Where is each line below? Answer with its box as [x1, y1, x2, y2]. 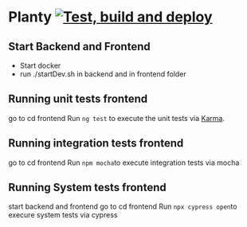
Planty [8, 8, 53, 26]
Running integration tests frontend [8, 136, 184, 151]
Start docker [19, 61, 61, 70]
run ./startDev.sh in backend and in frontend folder [19, 69, 187, 79]
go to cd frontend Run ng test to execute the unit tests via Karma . [8, 113, 225, 123]
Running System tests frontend [8, 181, 167, 194]
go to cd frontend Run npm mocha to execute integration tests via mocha [8, 158, 240, 167]
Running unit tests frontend [8, 92, 148, 106]
